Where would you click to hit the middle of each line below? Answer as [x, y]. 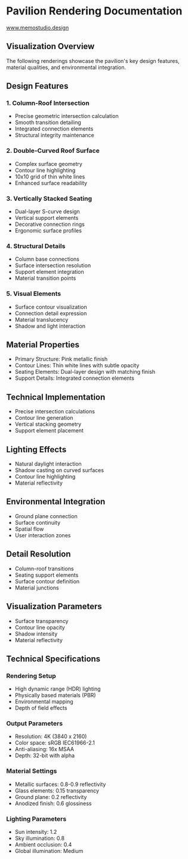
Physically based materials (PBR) [56, 695]
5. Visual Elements [34, 294]
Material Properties [43, 345]
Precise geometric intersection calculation [67, 116]
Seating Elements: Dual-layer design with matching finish [85, 372]
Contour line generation [44, 418]
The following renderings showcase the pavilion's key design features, [93, 61]
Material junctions [37, 588]
